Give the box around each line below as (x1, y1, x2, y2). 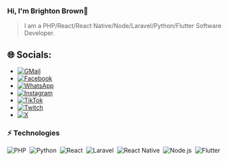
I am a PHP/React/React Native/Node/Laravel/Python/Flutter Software (23, 22, 222, 30)
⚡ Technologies (7, 128, 60, 138)
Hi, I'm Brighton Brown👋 (7, 6, 89, 16)
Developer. (23, 29, 55, 37)
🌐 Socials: (7, 49, 52, 60)
